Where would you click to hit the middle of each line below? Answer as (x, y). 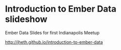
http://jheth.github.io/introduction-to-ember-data (54, 42)
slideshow (26, 19)
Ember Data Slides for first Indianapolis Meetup (52, 33)
